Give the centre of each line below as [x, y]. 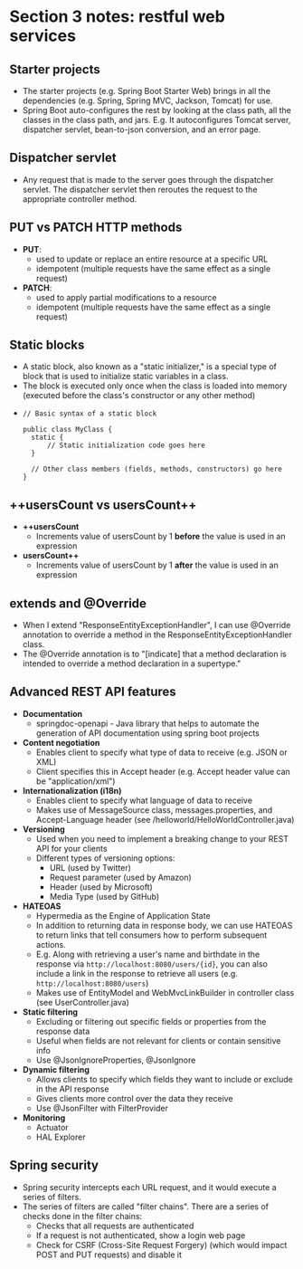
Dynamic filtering [56, 1069]
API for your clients [71, 848]
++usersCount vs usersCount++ [103, 505]
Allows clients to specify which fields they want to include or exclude [165, 1079]
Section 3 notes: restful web [118, 17]
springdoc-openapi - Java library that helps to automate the [147, 723]
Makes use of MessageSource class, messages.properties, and [154, 810]
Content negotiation [61, 742]
